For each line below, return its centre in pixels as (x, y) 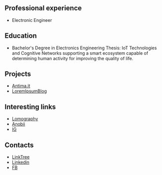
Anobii (18, 124)
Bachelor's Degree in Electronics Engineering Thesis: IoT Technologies (84, 48)
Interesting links (30, 107)
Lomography (25, 119)
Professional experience (43, 8)
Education (21, 36)
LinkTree (21, 157)
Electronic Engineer (32, 20)
